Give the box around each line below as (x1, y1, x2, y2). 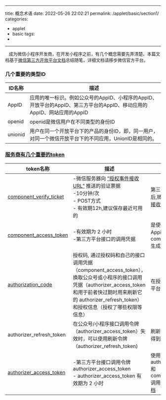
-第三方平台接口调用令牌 (73, 358, 131, 365)
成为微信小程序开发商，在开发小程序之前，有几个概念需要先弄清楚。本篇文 (8, 51, 161, 57)
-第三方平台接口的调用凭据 (73, 236, 136, 243)
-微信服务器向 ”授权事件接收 (73, 175, 139, 182)
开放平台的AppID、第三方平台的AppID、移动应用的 (29, 102, 148, 109)
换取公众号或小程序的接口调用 (73, 274, 142, 281)
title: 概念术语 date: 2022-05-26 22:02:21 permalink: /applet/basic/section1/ (5, 10, 159, 16)
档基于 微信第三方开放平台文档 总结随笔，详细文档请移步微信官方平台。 (5, 57, 148, 63)
